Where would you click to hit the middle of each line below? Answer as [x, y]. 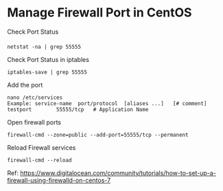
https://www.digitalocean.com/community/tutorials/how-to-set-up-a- [118, 172]
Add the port [25, 85]
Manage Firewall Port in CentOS [99, 13]
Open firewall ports [34, 122]
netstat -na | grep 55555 [44, 47]
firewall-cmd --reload [39, 160]
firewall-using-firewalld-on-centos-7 [59, 180]
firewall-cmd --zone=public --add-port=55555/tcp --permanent [98, 135]
